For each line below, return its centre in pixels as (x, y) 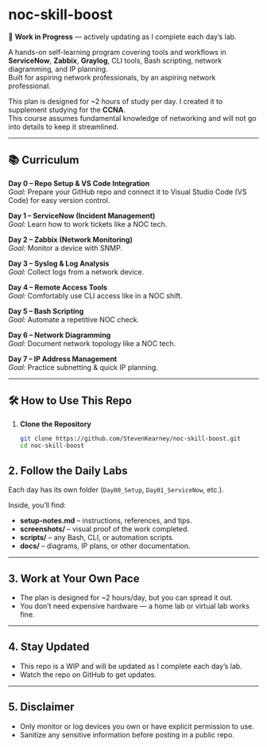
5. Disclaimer (41, 707)
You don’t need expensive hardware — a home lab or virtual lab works (135, 605)
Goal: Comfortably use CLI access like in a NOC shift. (95, 295)
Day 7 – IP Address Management (63, 359)
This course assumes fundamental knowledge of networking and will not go (132, 118)
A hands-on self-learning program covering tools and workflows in (117, 52)
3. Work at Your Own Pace (74, 578)
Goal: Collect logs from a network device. (76, 271)
